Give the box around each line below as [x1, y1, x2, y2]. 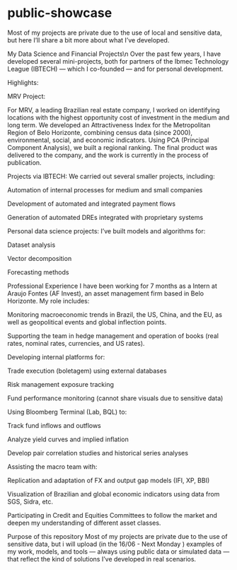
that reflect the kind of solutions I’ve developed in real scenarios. [7, 554, 197, 563]
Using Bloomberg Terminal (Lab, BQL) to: [7, 407, 127, 416]
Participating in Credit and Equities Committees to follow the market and [7, 511, 218, 519]
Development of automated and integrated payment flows [7, 199, 175, 208]
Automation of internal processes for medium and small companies [7, 185, 203, 194]
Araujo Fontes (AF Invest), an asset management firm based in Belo [7, 289, 204, 298]
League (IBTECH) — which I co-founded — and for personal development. [7, 64, 224, 73]
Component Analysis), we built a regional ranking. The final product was [7, 143, 218, 151]
